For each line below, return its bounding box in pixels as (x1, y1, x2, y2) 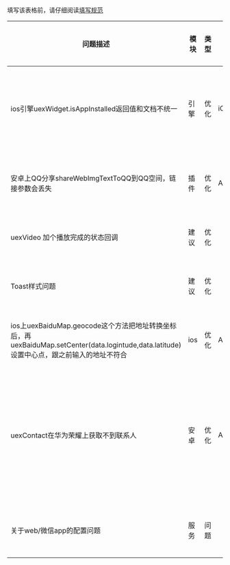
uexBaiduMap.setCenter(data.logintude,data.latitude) (10, 340, 181, 350)
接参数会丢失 (10, 184, 53, 193)
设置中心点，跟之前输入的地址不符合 (10, 350, 128, 359)
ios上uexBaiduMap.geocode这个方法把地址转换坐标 (10, 321, 177, 330)
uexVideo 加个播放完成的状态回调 (10, 232, 118, 242)
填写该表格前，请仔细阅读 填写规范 (7, 6, 103, 14)
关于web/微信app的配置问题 (10, 526, 101, 535)
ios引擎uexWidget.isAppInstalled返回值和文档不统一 (10, 104, 178, 113)
